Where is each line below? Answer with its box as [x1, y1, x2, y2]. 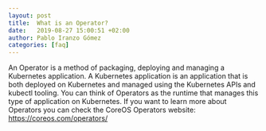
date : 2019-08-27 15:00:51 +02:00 [8, 26, 130, 34]
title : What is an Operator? [8, 19, 109, 27]
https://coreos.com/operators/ [8, 114, 108, 123]
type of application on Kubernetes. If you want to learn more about [8, 97, 227, 106]
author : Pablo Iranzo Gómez [8, 33, 102, 42]
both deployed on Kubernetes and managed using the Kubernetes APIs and [8, 80, 256, 90]
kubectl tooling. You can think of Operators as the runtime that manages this [8, 88, 259, 98]
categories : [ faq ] [8, 41, 69, 49]
